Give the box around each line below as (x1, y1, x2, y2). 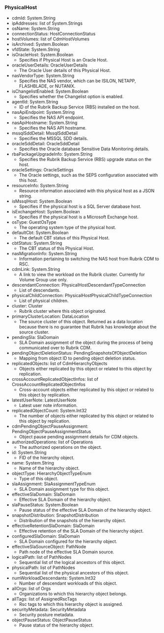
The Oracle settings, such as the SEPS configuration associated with (19, 172, 158, 178)
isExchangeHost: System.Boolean (11, 209, 81, 215)
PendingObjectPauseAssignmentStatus (11, 429, 91, 434)
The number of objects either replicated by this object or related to (19, 413, 154, 419)
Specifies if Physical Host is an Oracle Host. (19, 57, 108, 63)
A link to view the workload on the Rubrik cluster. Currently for (19, 271, 145, 277)
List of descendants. (19, 287, 61, 293)
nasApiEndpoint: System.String (11, 109, 75, 115)
